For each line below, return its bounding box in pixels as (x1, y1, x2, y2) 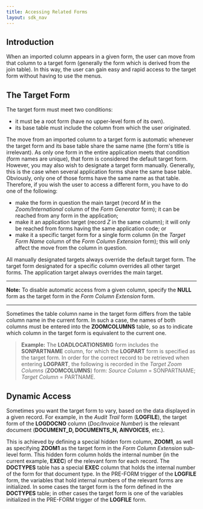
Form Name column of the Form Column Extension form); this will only (14, 238, 190, 245)
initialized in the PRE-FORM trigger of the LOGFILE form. (6, 496, 147, 503)
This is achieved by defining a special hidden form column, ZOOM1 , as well (6, 437, 193, 445)
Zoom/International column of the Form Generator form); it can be (14, 205, 180, 213)
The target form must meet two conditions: (6, 106, 113, 113)
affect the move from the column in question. (14, 244, 127, 251)
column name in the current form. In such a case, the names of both (6, 316, 176, 324)
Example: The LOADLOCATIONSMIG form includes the (21, 341, 159, 348)
